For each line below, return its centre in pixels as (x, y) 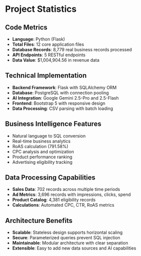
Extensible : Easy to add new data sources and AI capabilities (74, 248)
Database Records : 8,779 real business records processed (72, 50)
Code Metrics (26, 27)
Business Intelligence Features (53, 124)
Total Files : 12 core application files (48, 44)
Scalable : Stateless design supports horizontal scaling (67, 232)
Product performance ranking (42, 157)
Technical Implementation (46, 76)
